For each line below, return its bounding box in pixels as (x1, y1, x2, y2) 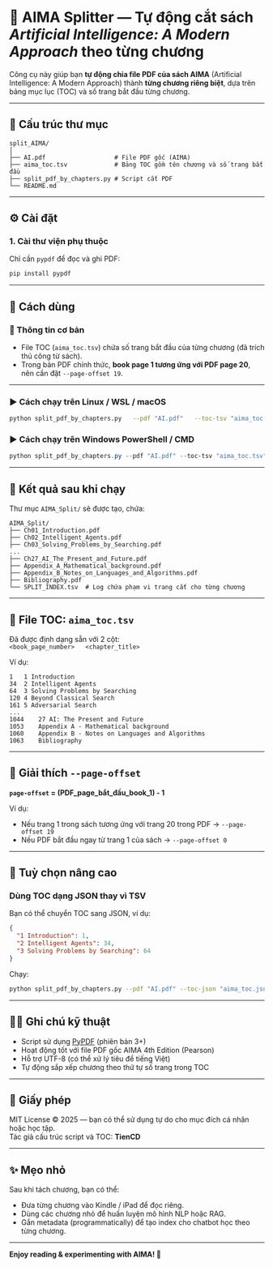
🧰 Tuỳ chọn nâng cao (9, 866, 117, 880)
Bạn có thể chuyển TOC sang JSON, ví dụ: (9, 909, 151, 918)
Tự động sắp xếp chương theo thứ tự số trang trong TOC (20, 1062, 210, 1072)
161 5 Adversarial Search (9, 701, 96, 709)
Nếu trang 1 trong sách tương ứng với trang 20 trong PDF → (20, 819, 220, 828)
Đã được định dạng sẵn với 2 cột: (9, 634, 120, 644)
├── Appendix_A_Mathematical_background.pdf (9, 562, 162, 571)
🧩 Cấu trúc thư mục (9, 118, 109, 131)
